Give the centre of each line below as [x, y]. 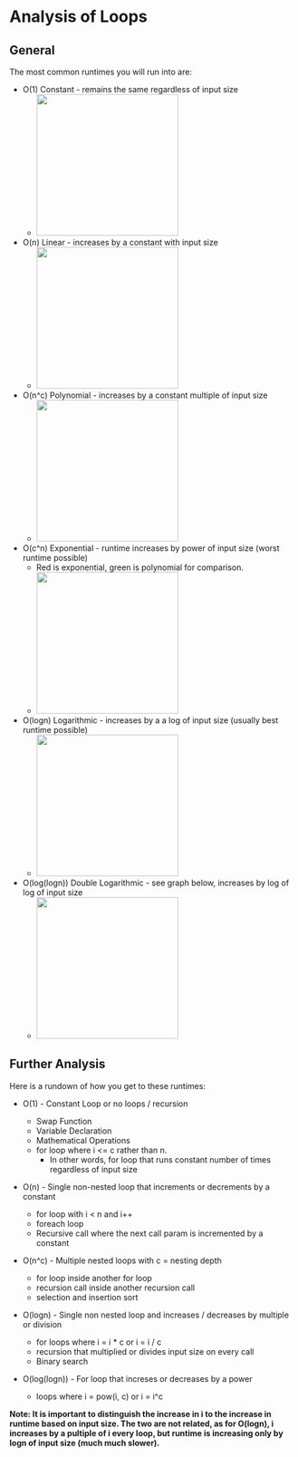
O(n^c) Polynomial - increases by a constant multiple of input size [145, 395]
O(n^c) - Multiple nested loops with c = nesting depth [122, 1260]
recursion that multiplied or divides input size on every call [145, 1351]
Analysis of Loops [78, 17]
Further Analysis [58, 1064]
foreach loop [60, 1223]
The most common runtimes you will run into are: [101, 72]
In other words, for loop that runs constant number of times [160, 1159]
